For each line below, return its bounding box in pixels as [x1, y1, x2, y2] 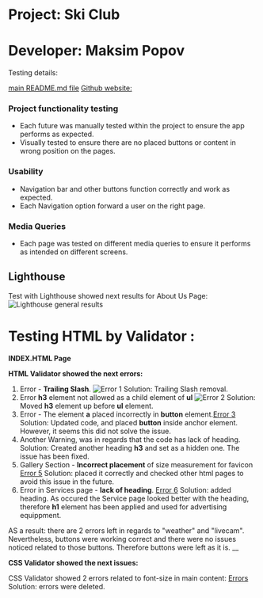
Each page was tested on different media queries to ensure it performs [19, 239, 251, 249]
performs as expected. [19, 129, 94, 139]
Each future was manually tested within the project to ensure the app [19, 121, 246, 131]
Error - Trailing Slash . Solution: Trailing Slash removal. [19, 384, 228, 394]
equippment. [19, 510, 62, 520]
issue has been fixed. [19, 451, 90, 461]
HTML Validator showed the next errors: [8, 368, 143, 378]
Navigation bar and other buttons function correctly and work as [19, 184, 231, 193]
